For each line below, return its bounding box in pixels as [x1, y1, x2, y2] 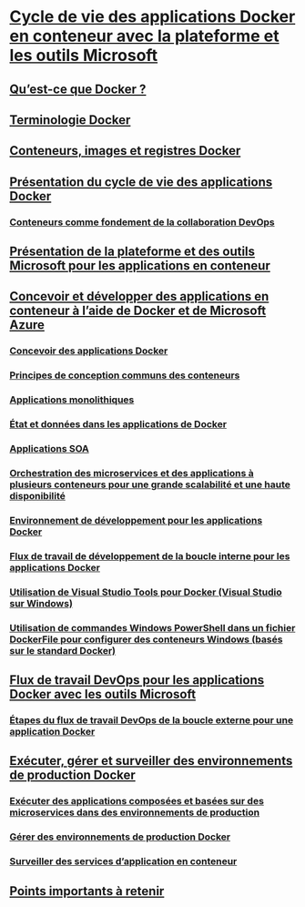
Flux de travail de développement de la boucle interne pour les [9, 549, 290, 562]
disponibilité [9, 489, 66, 502]
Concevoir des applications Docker [9, 344, 168, 357]
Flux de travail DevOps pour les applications [9, 672, 265, 688]
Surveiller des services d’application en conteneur [9, 855, 238, 868]
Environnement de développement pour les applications [9, 514, 263, 526]
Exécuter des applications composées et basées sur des [9, 795, 264, 808]
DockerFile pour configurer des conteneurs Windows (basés [9, 633, 283, 646]
